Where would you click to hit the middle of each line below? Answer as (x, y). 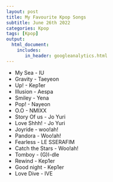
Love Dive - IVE (34, 173)
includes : (29, 50)
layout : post (22, 12)
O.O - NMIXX (31, 110)
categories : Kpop (28, 28)
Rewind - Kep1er (35, 161)
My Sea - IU (29, 72)
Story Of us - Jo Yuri (40, 117)
